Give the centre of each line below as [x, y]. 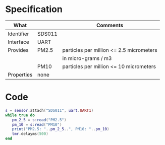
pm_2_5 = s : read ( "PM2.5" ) [39, 120]
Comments [110, 25]
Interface [18, 42]
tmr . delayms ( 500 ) [30, 134]
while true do [20, 115]
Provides [18, 50]
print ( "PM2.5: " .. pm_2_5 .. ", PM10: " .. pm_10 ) [61, 129]
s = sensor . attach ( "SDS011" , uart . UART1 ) [49, 110]
